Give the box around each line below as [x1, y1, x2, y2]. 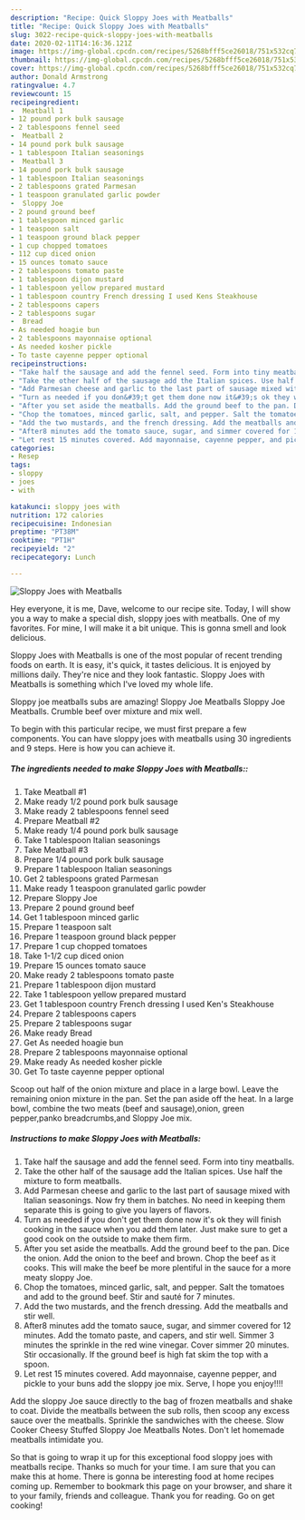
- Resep [10, 452, 40, 461]
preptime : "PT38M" [10, 527, 80, 536]
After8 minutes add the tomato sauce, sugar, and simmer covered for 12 [23, 1319, 292, 1330]
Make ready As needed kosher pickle [23, 1056, 163, 1067]
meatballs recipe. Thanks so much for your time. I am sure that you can [10, 1461, 276, 1472]
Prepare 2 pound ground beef [23, 902, 135, 913]
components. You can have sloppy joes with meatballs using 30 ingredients [10, 732, 292, 744]
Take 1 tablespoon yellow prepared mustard [23, 988, 186, 999]
